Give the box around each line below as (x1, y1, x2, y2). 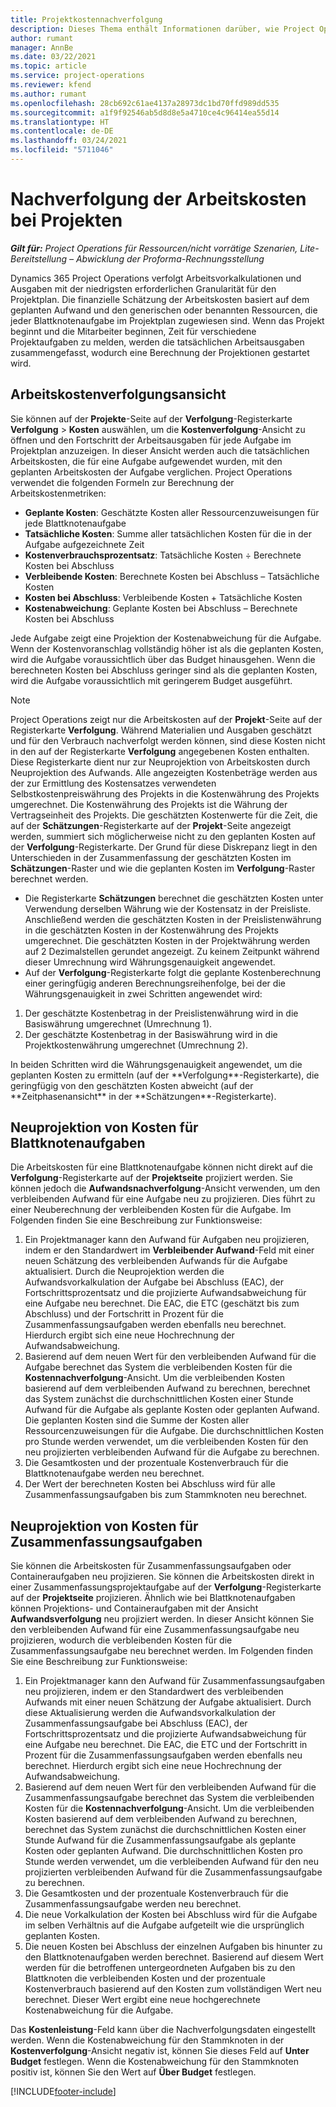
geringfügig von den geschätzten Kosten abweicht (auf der (10, 1079, 254, 1091)
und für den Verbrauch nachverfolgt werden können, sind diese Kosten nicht (10, 734, 326, 746)
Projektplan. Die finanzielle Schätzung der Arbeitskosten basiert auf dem (10, 293, 310, 305)
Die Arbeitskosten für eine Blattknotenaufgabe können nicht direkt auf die (10, 1161, 313, 1173)
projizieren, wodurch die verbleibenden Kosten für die (10, 1634, 233, 1646)
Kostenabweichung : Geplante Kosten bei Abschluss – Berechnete (24, 602, 298, 614)
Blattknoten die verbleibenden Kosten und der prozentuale (24, 1972, 266, 1985)
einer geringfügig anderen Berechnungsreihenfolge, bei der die (24, 977, 286, 989)
